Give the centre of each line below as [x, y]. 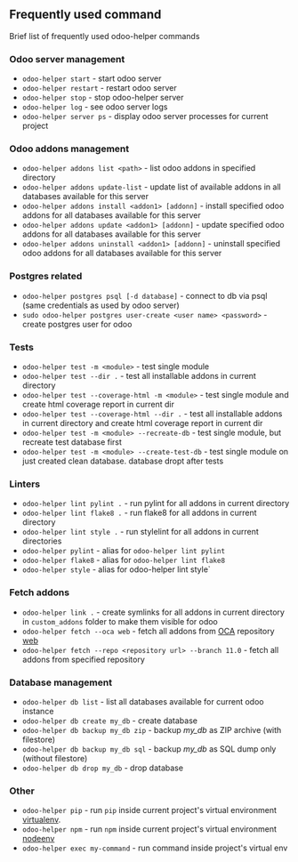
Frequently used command [85, 15]
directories [42, 541]
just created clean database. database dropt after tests [123, 461]
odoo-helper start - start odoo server [92, 78]
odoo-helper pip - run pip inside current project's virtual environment [149, 810]
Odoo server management [67, 59]
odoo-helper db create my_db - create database [110, 721]
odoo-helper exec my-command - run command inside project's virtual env [155, 848]
